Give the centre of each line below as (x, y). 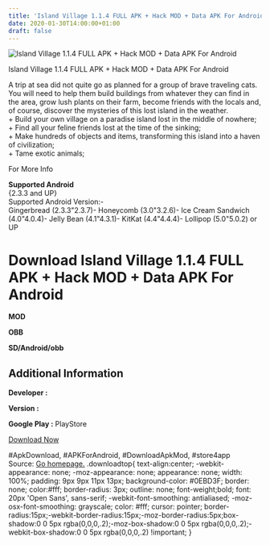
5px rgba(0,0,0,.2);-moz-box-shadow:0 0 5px (125, 524)
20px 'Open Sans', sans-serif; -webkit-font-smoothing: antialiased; (119, 498)
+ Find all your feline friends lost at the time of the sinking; (105, 128)
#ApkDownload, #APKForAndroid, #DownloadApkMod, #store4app (119, 456)
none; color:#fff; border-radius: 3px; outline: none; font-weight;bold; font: (130, 489)
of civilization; (31, 145)
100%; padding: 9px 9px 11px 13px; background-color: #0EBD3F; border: (129, 481)
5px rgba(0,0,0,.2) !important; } (141, 532)
